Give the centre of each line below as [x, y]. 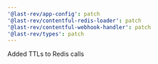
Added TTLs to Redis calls [46, 54]
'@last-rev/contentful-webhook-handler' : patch [79, 27]
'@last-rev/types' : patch [46, 34]
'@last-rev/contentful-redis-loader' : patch [74, 21]
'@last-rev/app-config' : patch [54, 14]
